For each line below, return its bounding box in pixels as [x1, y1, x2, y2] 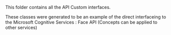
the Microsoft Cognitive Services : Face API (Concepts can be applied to [5, 19, 158, 25]
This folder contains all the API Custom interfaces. [5, 4, 111, 10]
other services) [5, 24, 37, 30]
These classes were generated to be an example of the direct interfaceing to [5, 14, 166, 19]
